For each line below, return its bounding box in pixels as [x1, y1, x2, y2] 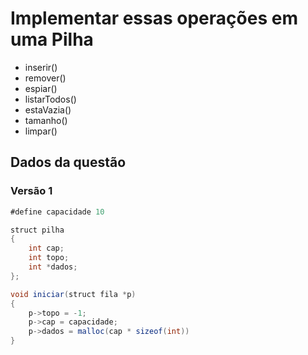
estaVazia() [24, 103, 72, 116]
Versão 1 [10, 184, 53, 198]
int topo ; [28, 253, 70, 263]
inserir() [24, 61, 58, 73]
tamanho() [24, 114, 68, 126]
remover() [24, 72, 67, 84]
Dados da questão [10, 154, 127, 171]
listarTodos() [24, 93, 77, 105]
